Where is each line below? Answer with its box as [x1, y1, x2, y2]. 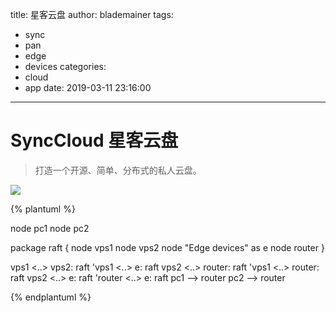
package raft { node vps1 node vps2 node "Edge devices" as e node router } [10, 241, 325, 253]
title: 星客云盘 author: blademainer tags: [10, 9, 174, 20]
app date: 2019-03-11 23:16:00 [24, 82, 152, 93]
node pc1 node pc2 [10, 222, 90, 234]
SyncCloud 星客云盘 [10, 129, 179, 152]
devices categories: [24, 61, 107, 72]
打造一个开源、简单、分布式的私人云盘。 [34, 164, 202, 176]
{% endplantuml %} [10, 291, 92, 303]
